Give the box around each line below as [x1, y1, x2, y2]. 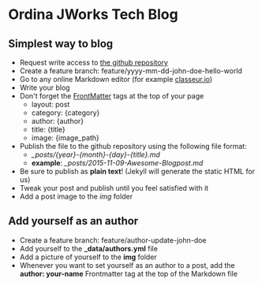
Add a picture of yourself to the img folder [19, 252, 158, 262]
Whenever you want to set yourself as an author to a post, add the [19, 260, 235, 269]
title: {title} [31, 124, 65, 134]
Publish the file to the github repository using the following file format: [19, 142, 247, 150]
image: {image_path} [31, 133, 100, 143]
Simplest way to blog [8, 37, 114, 50]
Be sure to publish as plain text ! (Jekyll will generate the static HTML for [19, 167, 255, 176]
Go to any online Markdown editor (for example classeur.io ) [19, 75, 213, 84]
